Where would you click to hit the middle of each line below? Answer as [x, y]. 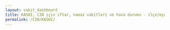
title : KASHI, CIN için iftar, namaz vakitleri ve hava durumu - [75, 15]
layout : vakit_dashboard [31, 10]
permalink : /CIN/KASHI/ [30, 19]
